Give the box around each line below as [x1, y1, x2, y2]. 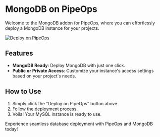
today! [5, 126, 18, 132]
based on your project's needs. [12, 73, 76, 79]
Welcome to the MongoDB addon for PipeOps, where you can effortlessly [5, 20, 155, 26]
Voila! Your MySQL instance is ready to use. [12, 111, 102, 117]
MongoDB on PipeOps [5, 3, 98, 15]
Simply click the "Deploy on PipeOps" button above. [12, 100, 119, 106]
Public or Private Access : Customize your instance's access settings [12, 68, 154, 73]
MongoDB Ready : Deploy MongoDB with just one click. [12, 62, 125, 68]
